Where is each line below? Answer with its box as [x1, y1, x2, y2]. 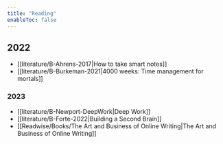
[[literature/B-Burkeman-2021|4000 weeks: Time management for [16, 67, 204, 75]
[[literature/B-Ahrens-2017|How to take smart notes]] [16, 60, 167, 69]
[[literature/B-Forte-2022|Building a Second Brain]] [16, 115, 162, 123]
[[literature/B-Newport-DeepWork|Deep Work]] [16, 107, 151, 115]
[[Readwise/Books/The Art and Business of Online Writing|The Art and [16, 121, 217, 130]
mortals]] [16, 75, 43, 83]
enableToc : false [7, 16, 57, 23]
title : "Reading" [7, 10, 57, 17]
